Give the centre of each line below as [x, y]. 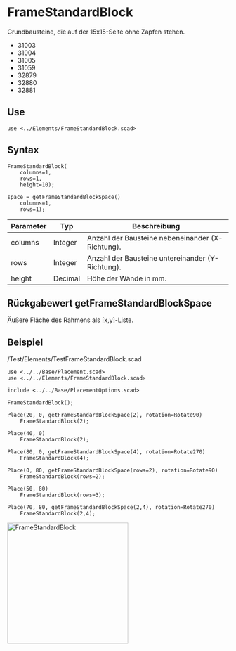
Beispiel [25, 342]
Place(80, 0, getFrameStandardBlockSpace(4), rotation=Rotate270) [106, 452]
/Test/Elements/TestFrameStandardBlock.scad [74, 359]
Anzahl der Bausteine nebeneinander [148, 238]
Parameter [29, 226]
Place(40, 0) [26, 434]
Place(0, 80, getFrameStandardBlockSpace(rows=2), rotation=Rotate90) [113, 471]
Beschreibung [156, 226]
